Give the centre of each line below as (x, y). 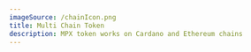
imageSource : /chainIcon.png (63, 17)
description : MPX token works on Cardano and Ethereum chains (126, 33)
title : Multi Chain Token (57, 26)
